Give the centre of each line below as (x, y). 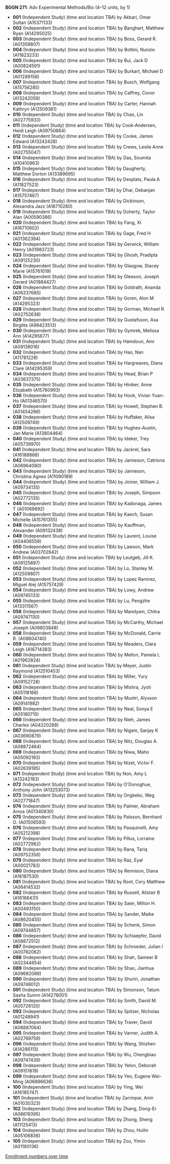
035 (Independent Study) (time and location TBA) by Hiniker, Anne (82, 384)
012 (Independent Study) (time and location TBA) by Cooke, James (83, 136)
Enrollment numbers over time (37, 1156)
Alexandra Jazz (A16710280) (42, 206)
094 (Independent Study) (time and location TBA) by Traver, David (82, 1022)
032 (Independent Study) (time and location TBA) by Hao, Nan (78, 352)
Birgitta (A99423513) (35, 325)
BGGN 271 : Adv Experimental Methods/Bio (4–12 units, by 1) (68, 7)
